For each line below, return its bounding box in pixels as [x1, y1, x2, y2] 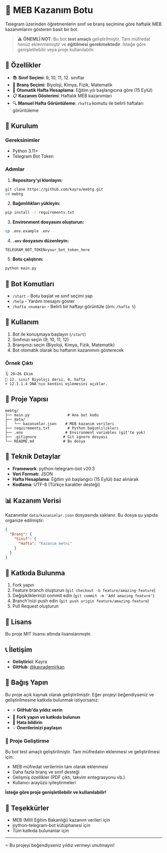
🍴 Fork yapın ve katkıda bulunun [12, 714, 81, 720]
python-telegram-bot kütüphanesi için [12, 822, 90, 828]
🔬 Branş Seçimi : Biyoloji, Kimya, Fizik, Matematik [12, 82, 113, 88]
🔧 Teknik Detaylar [5, 452, 61, 461]
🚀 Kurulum [5, 122, 38, 130]
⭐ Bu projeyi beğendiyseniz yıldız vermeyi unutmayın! [5, 842, 115, 848]
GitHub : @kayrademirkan [12, 664, 65, 670]
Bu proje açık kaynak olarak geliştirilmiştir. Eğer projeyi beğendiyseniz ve [5, 691, 154, 697]
